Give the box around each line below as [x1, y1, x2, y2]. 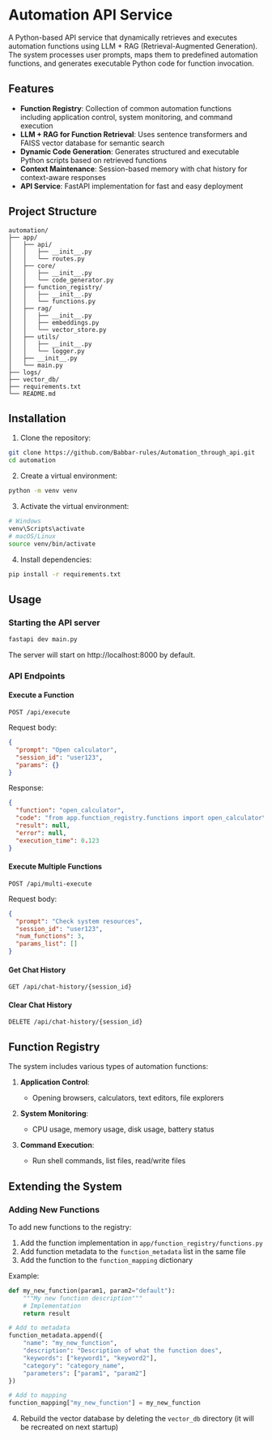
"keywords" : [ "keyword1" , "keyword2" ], [23, 1354, 158, 1362]
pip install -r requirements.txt [8, 570, 121, 578]
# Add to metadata [8, 1324, 70, 1332]
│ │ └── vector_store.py [8, 326, 107, 334]
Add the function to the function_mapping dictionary [19, 1255, 193, 1265]
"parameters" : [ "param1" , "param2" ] [23, 1369, 147, 1377]
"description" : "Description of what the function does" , [23, 1347, 223, 1355]
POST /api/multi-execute [8, 879, 92, 888]
